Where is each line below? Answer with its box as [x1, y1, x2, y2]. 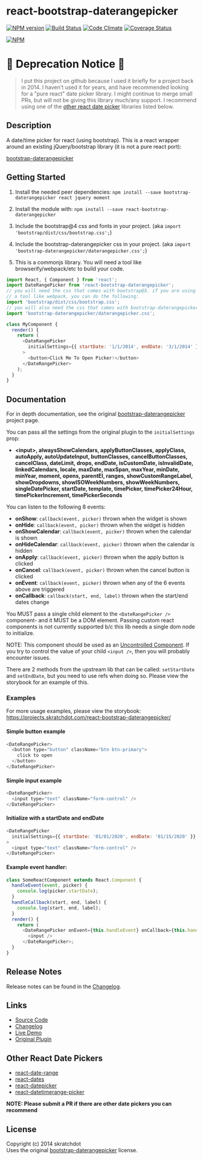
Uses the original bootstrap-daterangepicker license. [6, 1147, 138, 1154]
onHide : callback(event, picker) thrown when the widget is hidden [14, 521, 185, 529]
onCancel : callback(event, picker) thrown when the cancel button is [14, 567, 190, 574]
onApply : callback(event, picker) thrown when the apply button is [14, 553, 184, 561]
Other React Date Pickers [6, 1053, 103, 1063]
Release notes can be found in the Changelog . [6, 983, 122, 990]
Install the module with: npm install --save [14, 205, 123, 212]
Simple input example [6, 777, 62, 784]
